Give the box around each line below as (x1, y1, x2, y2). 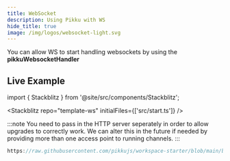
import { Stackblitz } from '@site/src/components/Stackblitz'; (7, 93, 180, 101)
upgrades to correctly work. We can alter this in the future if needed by (7, 127, 207, 136)
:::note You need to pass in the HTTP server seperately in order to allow (7, 120, 209, 128)
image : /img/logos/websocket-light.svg (7, 29, 121, 36)
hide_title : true (7, 23, 57, 29)
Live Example (7, 75, 65, 86)
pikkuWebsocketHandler (7, 55, 80, 64)
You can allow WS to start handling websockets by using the (7, 48, 178, 56)
